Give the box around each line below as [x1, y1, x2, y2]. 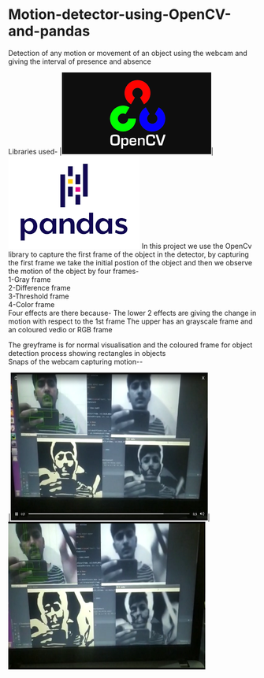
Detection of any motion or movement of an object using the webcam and [8, 48, 248, 57]
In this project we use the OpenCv [141, 241, 252, 250]
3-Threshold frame [8, 291, 69, 301]
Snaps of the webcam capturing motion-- [8, 357, 143, 366]
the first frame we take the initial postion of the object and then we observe [8, 257, 253, 267]
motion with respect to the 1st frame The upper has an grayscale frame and [8, 317, 254, 326]
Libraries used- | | [8, 146, 214, 156]
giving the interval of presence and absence [8, 57, 152, 66]
